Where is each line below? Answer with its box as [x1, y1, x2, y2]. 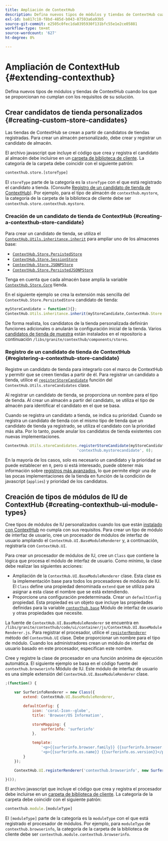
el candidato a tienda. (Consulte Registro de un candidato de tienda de [5, 184, 151, 190]
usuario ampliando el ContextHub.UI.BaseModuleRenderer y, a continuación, [5, 538, 159, 544]
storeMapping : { [31, 722, 66, 727]
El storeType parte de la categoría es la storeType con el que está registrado [5, 179, 162, 185]
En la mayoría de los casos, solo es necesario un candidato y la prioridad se [5, 457, 161, 463]
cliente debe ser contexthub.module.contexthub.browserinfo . [5, 831, 131, 837]
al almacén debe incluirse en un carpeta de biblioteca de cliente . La [5, 155, 144, 161]
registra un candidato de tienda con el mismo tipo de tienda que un [5, 417, 143, 424]
